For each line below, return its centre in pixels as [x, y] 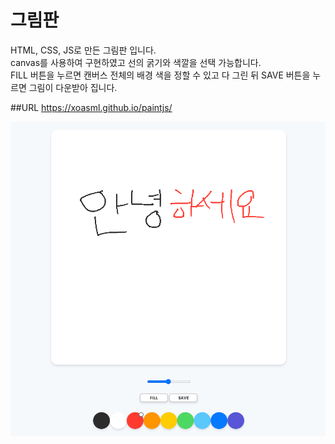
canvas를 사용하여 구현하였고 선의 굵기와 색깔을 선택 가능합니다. [136, 62]
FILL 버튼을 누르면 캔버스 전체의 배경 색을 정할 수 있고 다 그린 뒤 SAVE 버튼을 [160, 75]
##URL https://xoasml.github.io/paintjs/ [91, 107]
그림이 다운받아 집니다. [73, 87]
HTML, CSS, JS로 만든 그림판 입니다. [83, 50]
